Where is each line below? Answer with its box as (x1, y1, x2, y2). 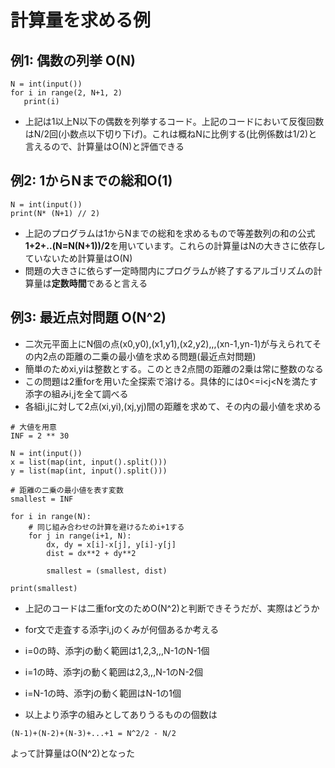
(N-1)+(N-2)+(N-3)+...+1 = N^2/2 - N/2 (10, 728, 177, 738)
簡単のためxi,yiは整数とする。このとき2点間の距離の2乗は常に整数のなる (24, 362, 324, 375)
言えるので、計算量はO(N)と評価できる (24, 141, 185, 152)
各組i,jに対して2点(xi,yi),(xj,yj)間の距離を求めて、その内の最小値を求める (24, 400, 322, 412)
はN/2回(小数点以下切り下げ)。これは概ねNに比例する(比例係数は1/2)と (24, 128, 318, 140)
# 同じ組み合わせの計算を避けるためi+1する (28, 522, 185, 532)
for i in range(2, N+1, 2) (10, 88, 123, 98)
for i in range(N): (10, 511, 92, 521)
